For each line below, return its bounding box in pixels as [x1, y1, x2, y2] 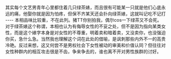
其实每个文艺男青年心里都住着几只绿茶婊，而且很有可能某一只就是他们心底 [5, 5, 161, 10]
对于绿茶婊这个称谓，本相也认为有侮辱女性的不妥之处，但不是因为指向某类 [5, 23, 161, 29]
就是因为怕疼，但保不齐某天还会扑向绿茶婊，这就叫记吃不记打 [36, 11, 166, 17]
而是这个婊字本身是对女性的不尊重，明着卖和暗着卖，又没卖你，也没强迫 [14, 30, 166, 35]
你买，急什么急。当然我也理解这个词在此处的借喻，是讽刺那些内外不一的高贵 [5, 36, 166, 42]
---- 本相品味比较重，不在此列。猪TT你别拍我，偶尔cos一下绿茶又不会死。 [5, 17, 162, 23]
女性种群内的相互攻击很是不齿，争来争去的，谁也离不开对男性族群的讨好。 [5, 48, 161, 54]
